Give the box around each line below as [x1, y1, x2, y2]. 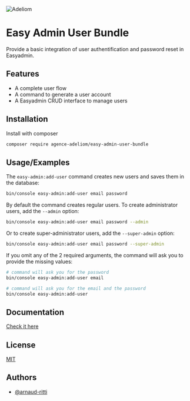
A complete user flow [14, 84, 66, 91]
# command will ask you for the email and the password [6, 286, 146, 291]
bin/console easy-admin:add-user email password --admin [6, 219, 149, 225]
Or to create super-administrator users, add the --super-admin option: [6, 230, 175, 237]
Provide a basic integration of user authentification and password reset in [6, 45, 184, 52]
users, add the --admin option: [6, 208, 79, 215]
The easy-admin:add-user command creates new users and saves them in [6, 173, 184, 180]
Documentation [6, 307, 65, 317]
